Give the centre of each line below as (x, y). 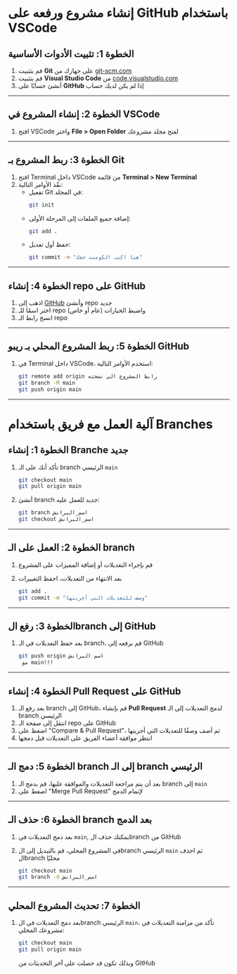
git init (41, 205)
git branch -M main (47, 383)
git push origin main (50, 389)
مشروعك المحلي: (41, 930)
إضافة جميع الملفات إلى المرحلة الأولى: (79, 218)
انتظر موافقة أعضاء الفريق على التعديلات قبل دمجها (85, 738)
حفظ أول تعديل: (50, 245)
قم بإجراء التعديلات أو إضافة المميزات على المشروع (85, 565)
